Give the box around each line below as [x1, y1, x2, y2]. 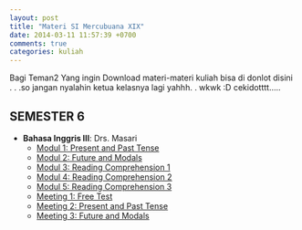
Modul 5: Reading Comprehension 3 [36, 181, 172, 192]
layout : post [9, 13, 59, 23]
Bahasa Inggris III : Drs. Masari [22, 132, 138, 143]
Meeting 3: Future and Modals [36, 210, 150, 221]
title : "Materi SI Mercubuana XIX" [9, 22, 145, 31]
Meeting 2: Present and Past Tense [36, 200, 169, 211]
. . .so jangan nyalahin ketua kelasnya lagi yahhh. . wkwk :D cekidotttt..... [9, 82, 281, 93]
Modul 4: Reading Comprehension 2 [36, 171, 172, 183]
